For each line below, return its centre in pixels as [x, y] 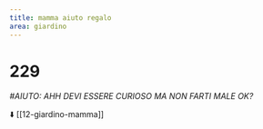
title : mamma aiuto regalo [61, 18]
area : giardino [38, 26]
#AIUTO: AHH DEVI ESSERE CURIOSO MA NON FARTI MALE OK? [131, 96]
